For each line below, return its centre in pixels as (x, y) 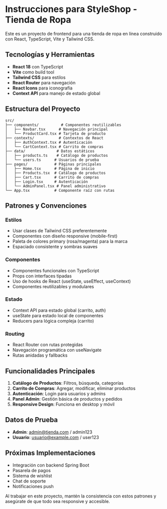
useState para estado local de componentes (58, 315)
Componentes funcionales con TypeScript (56, 270)
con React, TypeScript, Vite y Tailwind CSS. (50, 39)
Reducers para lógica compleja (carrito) (53, 321)
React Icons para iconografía (42, 88)
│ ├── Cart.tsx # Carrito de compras (52, 177)
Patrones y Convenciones (46, 206)
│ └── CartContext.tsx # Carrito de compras (54, 147)
